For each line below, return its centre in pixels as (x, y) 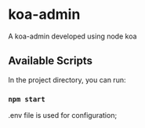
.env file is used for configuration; (63, 115)
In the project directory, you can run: (67, 79)
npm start (27, 99)
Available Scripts (50, 61)
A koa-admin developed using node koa (72, 36)
